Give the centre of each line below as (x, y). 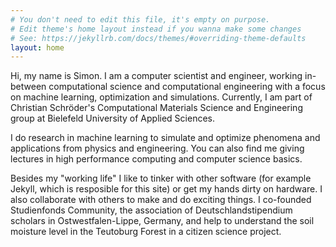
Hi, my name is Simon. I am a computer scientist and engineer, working (156, 76)
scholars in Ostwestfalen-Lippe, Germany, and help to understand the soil (162, 221)
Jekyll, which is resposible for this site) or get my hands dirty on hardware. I (166, 189)
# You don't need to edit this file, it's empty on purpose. (140, 19)
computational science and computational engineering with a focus (187, 87)
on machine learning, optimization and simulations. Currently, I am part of (161, 97)
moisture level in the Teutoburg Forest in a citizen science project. (146, 232)
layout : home (37, 47)
